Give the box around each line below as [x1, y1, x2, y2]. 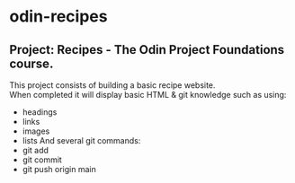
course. [9, 56, 54, 71]
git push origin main [22, 164, 96, 174]
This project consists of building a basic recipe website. [9, 80, 216, 91]
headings [22, 107, 58, 118]
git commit [22, 154, 63, 165]
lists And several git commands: [22, 135, 141, 145]
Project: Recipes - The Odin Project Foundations [9, 42, 285, 57]
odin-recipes [9, 6, 108, 27]
